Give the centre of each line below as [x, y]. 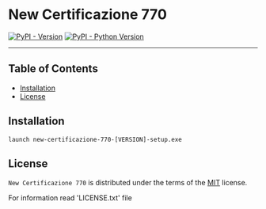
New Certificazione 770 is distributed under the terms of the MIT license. [128, 183]
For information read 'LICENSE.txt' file [70, 198]
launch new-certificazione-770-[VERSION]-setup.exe [95, 139]
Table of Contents [53, 69]
